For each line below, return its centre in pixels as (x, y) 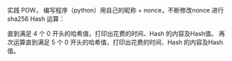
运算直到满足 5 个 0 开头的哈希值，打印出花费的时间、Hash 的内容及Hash (118, 42)
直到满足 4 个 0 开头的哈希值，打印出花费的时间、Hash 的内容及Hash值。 (112, 34)
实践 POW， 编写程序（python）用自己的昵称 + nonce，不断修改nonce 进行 (116, 10)
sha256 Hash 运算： (36, 19)
